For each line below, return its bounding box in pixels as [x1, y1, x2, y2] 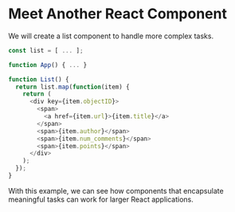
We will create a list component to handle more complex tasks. [8, 31, 213, 41]
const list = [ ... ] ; [8, 46, 84, 54]
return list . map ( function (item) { [15, 83, 130, 91]
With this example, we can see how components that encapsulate [8, 186, 225, 195]
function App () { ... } [8, 61, 88, 69]
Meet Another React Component [8, 5, 227, 23]
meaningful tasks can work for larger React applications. [8, 194, 194, 204]
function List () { [8, 75, 69, 84]
